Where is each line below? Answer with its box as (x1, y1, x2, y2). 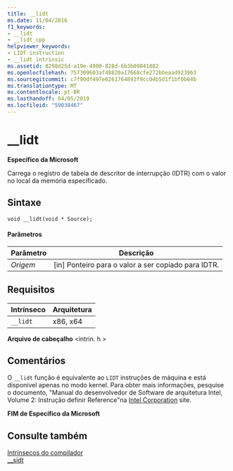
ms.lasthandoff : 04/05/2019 (7, 96, 90, 103)
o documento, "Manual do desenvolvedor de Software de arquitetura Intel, (7, 388, 223, 397)
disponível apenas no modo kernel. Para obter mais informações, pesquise (7, 381, 224, 389)
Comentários (7, 355, 66, 367)
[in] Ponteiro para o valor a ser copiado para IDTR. (53, 259, 220, 269)
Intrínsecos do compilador (7, 449, 83, 457)
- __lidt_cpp (7, 37, 46, 44)
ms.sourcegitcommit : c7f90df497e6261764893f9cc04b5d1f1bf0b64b (7, 75, 197, 83)
